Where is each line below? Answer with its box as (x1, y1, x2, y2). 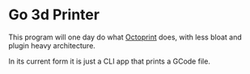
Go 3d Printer (8, 6, 100, 24)
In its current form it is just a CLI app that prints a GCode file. (8, 56, 210, 66)
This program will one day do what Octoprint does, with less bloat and (8, 32, 243, 42)
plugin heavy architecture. (8, 40, 95, 50)
